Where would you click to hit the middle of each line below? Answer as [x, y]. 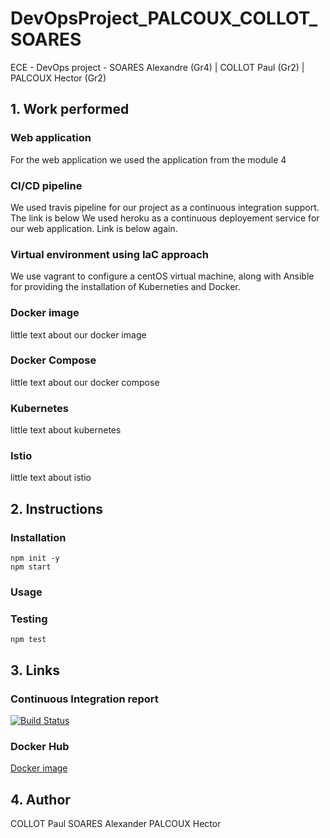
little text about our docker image [78, 334]
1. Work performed [70, 109]
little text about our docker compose [85, 382]
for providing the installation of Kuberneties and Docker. [125, 287]
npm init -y [35, 558]
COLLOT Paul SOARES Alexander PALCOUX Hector [116, 824]
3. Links [35, 670]
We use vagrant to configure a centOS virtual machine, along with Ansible [162, 276]
